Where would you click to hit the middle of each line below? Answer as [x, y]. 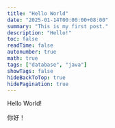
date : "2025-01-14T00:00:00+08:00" [58, 20]
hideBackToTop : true [37, 77]
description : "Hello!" [39, 33]
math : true [23, 58]
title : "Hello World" [38, 13]
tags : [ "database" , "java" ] [47, 65]
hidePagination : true [38, 84]
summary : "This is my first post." [58, 26]
